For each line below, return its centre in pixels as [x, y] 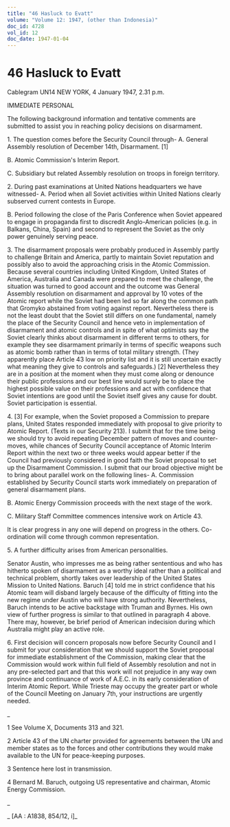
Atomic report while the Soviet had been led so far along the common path [113, 301]
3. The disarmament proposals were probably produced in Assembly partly [113, 250]
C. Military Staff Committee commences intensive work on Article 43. [105, 516]
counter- [206, 439]
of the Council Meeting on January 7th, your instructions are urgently [105, 694]
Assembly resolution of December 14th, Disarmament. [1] [88, 147]
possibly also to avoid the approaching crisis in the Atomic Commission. [109, 265]
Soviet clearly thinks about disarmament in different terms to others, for [108, 338]
